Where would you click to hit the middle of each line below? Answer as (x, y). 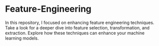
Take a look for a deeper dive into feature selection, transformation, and (78, 27)
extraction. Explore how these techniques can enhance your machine (75, 33)
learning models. (22, 38)
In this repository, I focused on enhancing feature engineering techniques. (80, 23)
